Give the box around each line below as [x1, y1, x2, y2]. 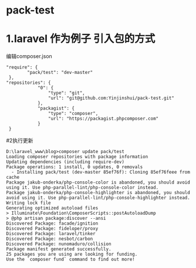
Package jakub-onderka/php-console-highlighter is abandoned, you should [6, 190, 191, 196]
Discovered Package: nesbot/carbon [6, 236, 93, 242]
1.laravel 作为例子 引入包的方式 [6, 32, 156, 46]
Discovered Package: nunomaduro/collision [6, 241, 111, 247]
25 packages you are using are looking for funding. [6, 252, 138, 257]
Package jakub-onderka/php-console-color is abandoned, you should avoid [6, 179, 191, 185]
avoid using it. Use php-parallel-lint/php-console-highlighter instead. [6, 195, 191, 201]
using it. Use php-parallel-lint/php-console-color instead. [6, 185, 159, 191]
